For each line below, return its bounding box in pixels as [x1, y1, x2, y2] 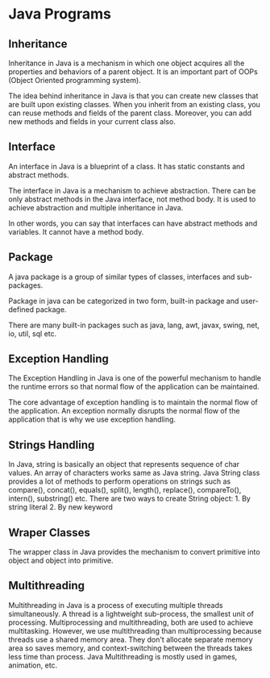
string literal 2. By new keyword [8, 502, 113, 512]
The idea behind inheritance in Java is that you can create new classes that [8, 91, 259, 101]
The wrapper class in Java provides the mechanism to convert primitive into [8, 547, 260, 557]
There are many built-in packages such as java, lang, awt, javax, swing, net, [8, 320, 260, 330]
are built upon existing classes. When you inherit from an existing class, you [8, 100, 260, 109]
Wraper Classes [8, 526, 91, 539]
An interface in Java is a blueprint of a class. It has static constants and [8, 161, 245, 171]
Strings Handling [8, 438, 95, 451]
